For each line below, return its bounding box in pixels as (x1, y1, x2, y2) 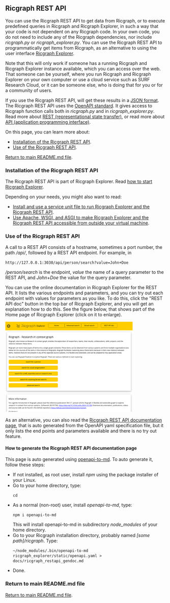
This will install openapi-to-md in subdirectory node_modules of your (12, 521, 158, 528)
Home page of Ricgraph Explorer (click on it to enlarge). (5, 312, 122, 318)
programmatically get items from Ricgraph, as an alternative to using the (5, 44, 157, 51)
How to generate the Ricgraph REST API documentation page (5, 445, 137, 451)
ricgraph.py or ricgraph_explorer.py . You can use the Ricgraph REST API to (5, 39, 162, 45)
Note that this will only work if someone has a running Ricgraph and (5, 60, 148, 66)
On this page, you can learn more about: (5, 129, 90, 135)
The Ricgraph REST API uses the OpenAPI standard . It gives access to (5, 102, 153, 109)
